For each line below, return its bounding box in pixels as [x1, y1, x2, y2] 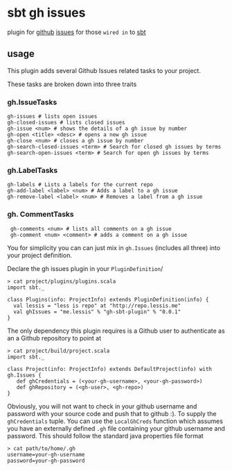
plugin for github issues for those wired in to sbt [7, 28, 147, 36]
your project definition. [7, 251, 73, 259]
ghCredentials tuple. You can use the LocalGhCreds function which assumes [7, 417, 224, 425]
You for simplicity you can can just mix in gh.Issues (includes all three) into [7, 243, 220, 251]
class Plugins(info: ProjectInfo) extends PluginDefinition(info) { [7, 296, 209, 303]
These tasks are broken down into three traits [7, 80, 137, 88]
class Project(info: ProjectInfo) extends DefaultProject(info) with [7, 365, 213, 372]
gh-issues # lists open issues [7, 113, 98, 120]
